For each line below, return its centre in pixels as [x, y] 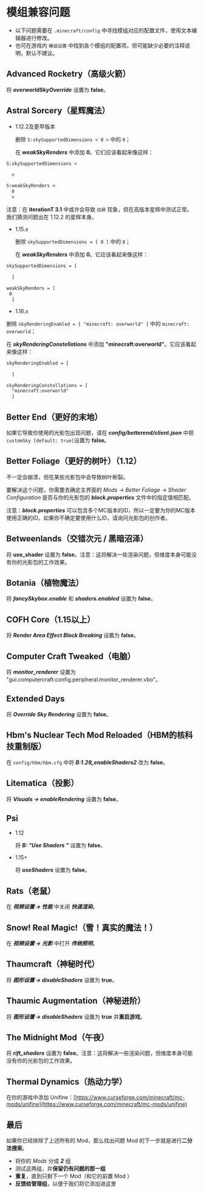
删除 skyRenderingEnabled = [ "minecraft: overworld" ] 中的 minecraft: [98, 323]
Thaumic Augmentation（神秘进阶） [76, 1001]
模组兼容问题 [38, 12]
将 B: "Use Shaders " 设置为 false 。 [60, 845]
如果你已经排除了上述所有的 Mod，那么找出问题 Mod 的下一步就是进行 [94, 1140]
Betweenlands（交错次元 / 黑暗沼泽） [77, 539]
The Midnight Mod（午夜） [58, 1037]
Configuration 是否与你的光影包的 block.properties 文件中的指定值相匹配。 [100, 497]
